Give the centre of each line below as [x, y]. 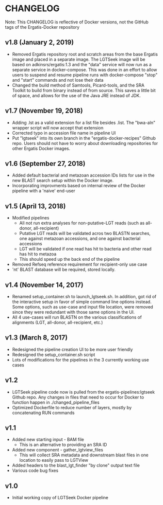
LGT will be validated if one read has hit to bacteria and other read [85, 249]
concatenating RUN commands [43, 413]
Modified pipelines [31, 218]
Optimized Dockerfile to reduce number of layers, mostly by [72, 407]
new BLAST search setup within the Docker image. [63, 180]
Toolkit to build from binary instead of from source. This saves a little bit [84, 90]
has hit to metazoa [38, 254]
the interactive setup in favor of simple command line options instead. [82, 302]
